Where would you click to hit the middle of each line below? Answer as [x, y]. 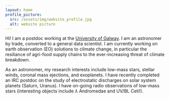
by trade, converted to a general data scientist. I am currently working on [82, 44]
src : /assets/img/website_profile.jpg [51, 19]
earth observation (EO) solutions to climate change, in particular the [76, 49]
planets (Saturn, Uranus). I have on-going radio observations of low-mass [82, 86]
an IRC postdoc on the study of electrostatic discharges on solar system [81, 80]
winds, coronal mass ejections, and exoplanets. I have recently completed [82, 75]
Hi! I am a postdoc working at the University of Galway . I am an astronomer [83, 38]
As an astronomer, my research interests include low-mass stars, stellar [80, 70]
